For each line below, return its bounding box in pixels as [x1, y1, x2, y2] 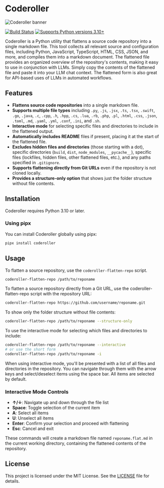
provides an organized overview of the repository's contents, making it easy [5, 59, 159, 65]
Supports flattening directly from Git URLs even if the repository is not [12, 165, 156, 171]
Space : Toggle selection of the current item [12, 405, 100, 411]
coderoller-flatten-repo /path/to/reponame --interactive [5, 343, 126, 347]
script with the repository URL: [30, 291, 92, 297]
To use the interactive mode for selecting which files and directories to [5, 328, 148, 334]
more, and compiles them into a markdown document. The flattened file [5, 54, 150, 59]
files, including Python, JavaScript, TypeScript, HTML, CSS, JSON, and [5, 49, 148, 55]
